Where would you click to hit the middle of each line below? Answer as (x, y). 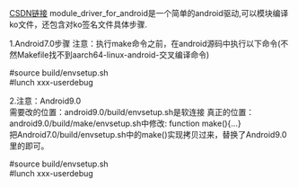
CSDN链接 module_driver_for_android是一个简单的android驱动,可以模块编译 (149, 13)
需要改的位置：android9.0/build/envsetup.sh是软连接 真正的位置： (131, 112)
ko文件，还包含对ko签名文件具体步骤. (79, 24)
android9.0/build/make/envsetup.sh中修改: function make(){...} (125, 123)
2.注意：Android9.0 (45, 101)
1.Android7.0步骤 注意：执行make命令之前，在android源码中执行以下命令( (145, 44)
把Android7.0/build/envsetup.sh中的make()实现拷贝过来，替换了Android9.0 (148, 134)
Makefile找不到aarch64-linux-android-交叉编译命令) (113, 55)
